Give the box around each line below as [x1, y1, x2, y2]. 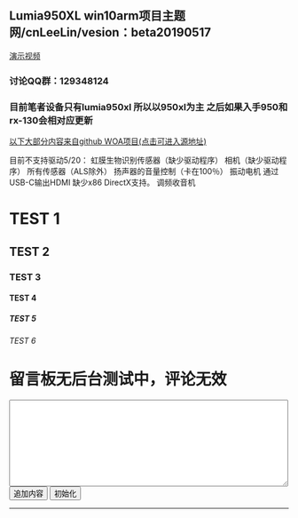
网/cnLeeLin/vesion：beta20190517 [9, 25, 211, 40]
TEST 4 [9, 292, 37, 304]
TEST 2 [9, 243, 51, 259]
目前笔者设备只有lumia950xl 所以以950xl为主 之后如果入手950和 [9, 100, 288, 113]
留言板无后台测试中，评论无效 [9, 370, 228, 389]
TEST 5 [9, 313, 37, 323]
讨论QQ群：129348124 [9, 75, 109, 87]
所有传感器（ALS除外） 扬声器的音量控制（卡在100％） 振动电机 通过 [26, 166, 279, 177]
